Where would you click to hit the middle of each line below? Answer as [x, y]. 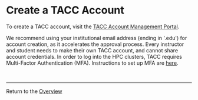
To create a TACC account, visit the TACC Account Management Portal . [93, 26]
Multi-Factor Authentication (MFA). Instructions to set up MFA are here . [92, 63]
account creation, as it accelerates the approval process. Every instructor [95, 44]
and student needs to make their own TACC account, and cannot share [92, 50]
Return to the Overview [34, 91]
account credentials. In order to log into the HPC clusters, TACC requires [94, 56]
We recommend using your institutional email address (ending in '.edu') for [97, 38]
